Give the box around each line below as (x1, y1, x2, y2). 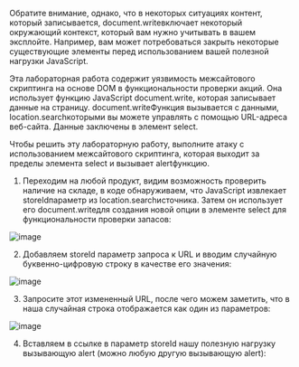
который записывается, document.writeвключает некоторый (9, 17, 243, 28)
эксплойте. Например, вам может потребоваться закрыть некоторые (9, 36, 279, 47)
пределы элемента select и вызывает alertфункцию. (9, 158, 210, 168)
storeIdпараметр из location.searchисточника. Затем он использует (22, 194, 283, 205)
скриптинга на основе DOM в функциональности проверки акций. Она (9, 83, 283, 93)
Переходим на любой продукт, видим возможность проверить (22, 175, 266, 186)
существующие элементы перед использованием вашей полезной (9, 46, 269, 57)
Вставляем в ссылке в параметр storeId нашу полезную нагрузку (22, 338, 276, 349)
